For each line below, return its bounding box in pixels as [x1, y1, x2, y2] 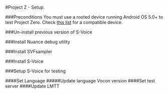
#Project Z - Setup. [5, 5, 45, 10]
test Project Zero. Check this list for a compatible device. [5, 20, 123, 25]
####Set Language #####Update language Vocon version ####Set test [5, 78, 155, 83]
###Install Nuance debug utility [5, 39, 70, 45]
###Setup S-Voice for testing [5, 68, 66, 74]
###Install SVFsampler [5, 49, 53, 54]
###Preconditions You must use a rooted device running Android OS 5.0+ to [5, 14, 163, 20]
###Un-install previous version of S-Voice [5, 29, 93, 35]
